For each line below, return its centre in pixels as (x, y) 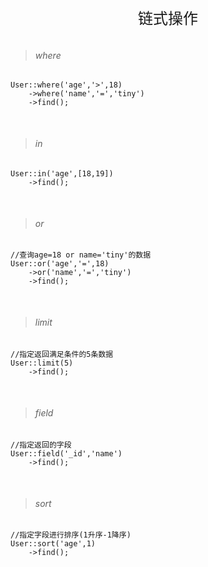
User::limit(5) (42, 363)
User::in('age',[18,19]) (62, 173)
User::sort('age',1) (53, 544)
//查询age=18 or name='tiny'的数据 (81, 255)
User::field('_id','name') (66, 453)
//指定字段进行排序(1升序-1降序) (71, 535)
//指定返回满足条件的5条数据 (62, 355)
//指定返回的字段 (41, 445)
